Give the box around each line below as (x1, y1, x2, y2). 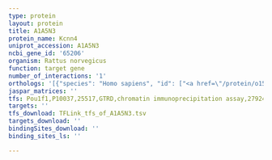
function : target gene (8, 65, 85, 73)
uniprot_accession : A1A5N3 (8, 42, 100, 50)
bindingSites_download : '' (8, 124, 100, 133)
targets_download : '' (8, 117, 82, 125)
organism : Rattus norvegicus (8, 57, 107, 65)
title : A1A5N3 (8, 27, 57, 35)
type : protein (8, 11, 57, 20)
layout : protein (8, 19, 63, 27)
